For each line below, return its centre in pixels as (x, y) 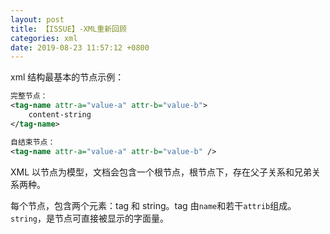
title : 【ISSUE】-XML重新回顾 (68, 29)
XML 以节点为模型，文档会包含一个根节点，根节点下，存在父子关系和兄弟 (161, 172)
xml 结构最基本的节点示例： (67, 77)
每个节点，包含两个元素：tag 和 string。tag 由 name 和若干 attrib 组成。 (153, 205)
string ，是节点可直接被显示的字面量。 (89, 218)
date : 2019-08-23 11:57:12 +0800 (80, 47)
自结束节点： (33, 142)
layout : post (37, 19)
